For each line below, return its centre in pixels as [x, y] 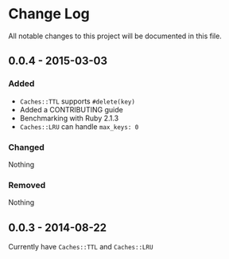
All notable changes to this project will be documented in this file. [115, 36]
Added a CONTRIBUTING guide [71, 109]
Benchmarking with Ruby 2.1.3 [69, 118]
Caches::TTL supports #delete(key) [77, 101]
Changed [27, 147]
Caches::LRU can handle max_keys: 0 [79, 126]
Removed [27, 185]
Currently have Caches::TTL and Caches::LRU [81, 247]
